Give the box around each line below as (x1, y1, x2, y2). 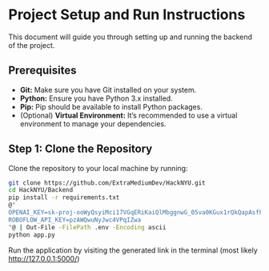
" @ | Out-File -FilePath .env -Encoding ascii (8, 223, 167, 231)
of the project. (8, 40, 55, 50)
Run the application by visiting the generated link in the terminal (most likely (8, 245, 258, 255)
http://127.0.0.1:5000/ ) (8, 253, 80, 263)
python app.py (8, 230, 56, 239)
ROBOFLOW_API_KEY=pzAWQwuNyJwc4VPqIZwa (8, 216, 142, 224)
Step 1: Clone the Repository (8, 142, 153, 156)
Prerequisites (8, 64, 77, 78)
